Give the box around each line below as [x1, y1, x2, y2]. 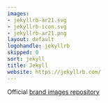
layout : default [7, 36, 54, 43]
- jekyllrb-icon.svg [7, 23, 68, 30]
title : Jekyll [7, 62, 49, 69]
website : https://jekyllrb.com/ [7, 68, 101, 75]
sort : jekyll [7, 56, 45, 63]
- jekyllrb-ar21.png [7, 29, 68, 37]
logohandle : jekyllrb [7, 42, 70, 49]
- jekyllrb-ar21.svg [7, 17, 68, 24]
